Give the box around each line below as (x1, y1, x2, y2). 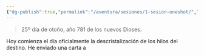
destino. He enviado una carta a (6, 44, 86, 51)
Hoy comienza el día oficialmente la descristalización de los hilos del (6, 37, 178, 44)
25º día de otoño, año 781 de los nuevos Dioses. (21, 26, 142, 33)
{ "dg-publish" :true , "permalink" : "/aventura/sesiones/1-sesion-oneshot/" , (6, 9, 197, 15)
